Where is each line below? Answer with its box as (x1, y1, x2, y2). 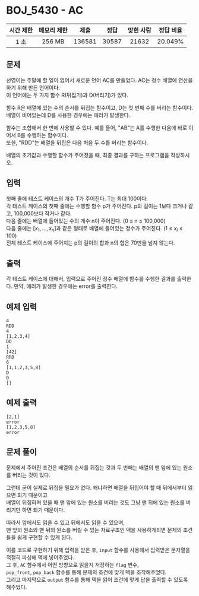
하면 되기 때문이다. (21, 506, 65, 513)
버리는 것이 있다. (12, 471, 50, 478)
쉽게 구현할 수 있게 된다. (17, 534, 73, 541)
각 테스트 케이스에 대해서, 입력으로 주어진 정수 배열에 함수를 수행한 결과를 (6, 275, 176, 283)
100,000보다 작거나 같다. (14, 210, 72, 217)
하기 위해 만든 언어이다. (6, 84, 61, 91)
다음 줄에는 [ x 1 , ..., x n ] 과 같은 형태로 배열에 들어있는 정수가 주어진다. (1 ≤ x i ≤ (6, 224, 183, 233)
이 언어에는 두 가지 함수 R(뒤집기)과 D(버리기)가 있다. (6, 91, 129, 99)
